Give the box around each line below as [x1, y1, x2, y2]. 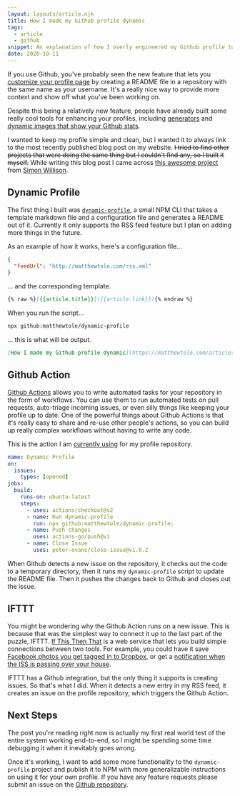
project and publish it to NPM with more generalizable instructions [31, 765, 226, 773]
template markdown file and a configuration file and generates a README [7, 213, 224, 221]
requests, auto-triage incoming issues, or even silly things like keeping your [7, 403, 230, 411]
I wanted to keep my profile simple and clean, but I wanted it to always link [7, 135, 226, 143]
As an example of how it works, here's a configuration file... [7, 242, 182, 251]
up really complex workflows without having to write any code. [7, 425, 192, 434]
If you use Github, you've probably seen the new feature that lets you [7, 69, 211, 79]
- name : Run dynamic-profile [26, 513, 114, 520]
